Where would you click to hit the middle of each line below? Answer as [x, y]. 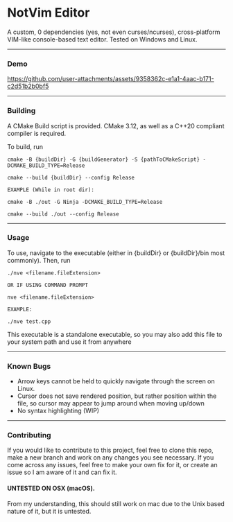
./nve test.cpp [29, 321]
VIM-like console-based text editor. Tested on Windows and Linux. [102, 39]
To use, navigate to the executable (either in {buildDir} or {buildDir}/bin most [116, 253]
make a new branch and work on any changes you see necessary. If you [111, 458]
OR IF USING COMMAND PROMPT [48, 285]
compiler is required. [37, 133]
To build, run [25, 146]
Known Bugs [29, 366]
